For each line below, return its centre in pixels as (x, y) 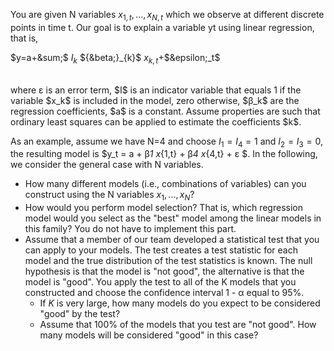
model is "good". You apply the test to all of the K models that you (160, 282)
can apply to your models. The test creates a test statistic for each (161, 250)
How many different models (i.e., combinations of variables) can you (165, 184)
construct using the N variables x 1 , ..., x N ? (109, 196)
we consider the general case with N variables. (107, 165)
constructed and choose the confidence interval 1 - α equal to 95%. (164, 293)
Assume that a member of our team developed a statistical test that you (172, 240)
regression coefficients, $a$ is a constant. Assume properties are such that (165, 111)
